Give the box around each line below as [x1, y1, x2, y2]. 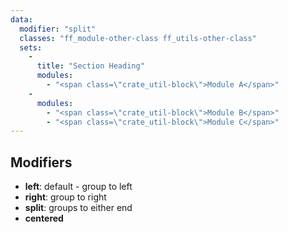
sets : [19, 42, 43, 53]
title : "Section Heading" [36, 61, 145, 71]
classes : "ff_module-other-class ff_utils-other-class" [19, 33, 257, 43]
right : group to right [24, 191, 107, 203]
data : [10, 14, 33, 25]
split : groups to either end [24, 202, 133, 214]
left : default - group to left [24, 181, 133, 193]
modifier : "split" [19, 24, 97, 34]
